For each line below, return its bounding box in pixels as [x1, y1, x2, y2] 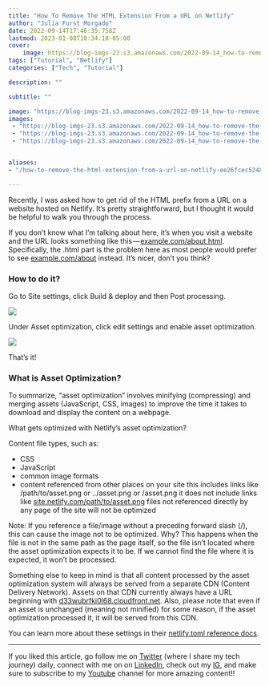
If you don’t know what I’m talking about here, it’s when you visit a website [8, 228, 254, 237]
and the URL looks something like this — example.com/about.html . [8, 236, 225, 245]
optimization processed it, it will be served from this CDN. [8, 613, 199, 623]
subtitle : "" [8, 93, 52, 101]
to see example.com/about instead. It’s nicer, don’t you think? [8, 253, 211, 263]
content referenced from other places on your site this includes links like [19, 480, 259, 490]
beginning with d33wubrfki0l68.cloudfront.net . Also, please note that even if [8, 596, 260, 606]
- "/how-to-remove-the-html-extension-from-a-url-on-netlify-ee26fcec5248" [8, 166, 267, 174]
